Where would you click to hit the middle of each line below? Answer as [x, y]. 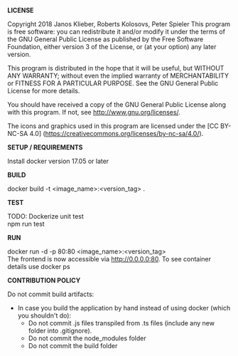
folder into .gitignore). [60, 331]
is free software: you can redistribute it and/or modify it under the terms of [117, 32]
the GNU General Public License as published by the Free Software [106, 39]
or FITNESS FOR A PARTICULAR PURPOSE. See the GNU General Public [113, 83]
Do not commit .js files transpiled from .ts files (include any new [121, 323]
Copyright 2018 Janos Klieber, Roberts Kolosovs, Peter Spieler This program [119, 24]
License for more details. [44, 91]
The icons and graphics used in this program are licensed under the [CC [113, 126]
